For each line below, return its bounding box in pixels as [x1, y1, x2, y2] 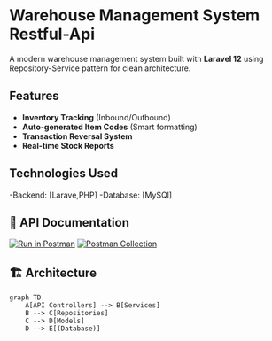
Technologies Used [9, 166, 118, 182]
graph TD [9, 293, 42, 302]
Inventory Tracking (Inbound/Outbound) [21, 112, 171, 122]
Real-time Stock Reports [21, 140, 115, 151]
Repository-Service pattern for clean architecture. [9, 63, 191, 74]
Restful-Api [9, 24, 96, 44]
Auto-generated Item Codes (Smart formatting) [21, 121, 198, 132]
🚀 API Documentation [9, 214, 130, 230]
